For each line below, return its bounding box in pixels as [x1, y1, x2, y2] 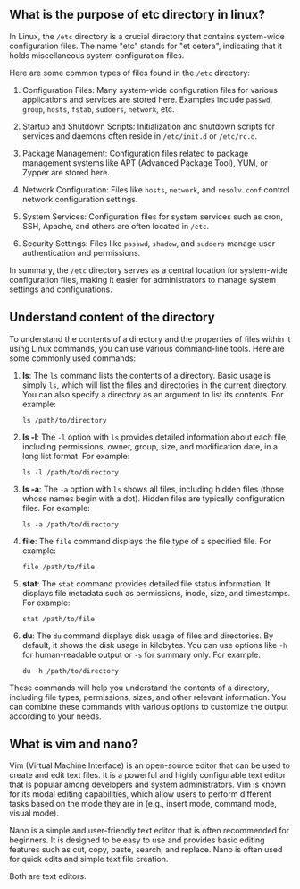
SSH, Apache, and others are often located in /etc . [21, 220, 210, 231]
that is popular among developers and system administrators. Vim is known [9, 779, 287, 791]
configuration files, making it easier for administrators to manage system [9, 274, 277, 285]
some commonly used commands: [9, 353, 137, 363]
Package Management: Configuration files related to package [21, 148, 249, 158]
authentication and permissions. [21, 247, 141, 258]
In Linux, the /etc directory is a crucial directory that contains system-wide [9, 30, 286, 41]
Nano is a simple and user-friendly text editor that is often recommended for [9, 825, 290, 836]
